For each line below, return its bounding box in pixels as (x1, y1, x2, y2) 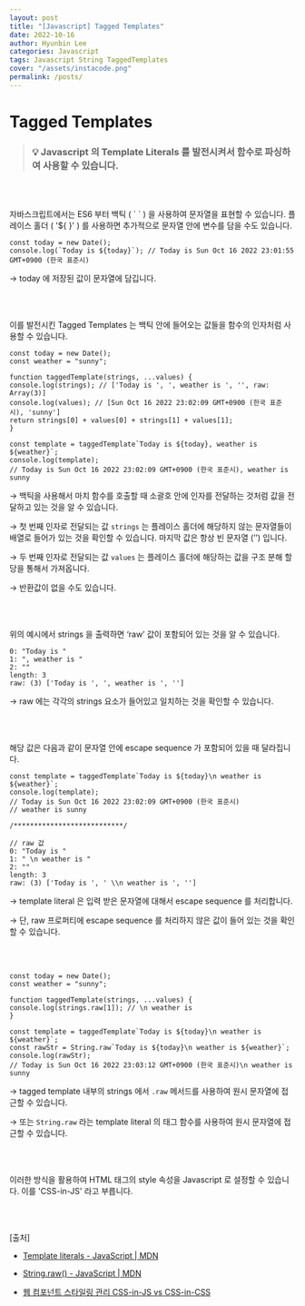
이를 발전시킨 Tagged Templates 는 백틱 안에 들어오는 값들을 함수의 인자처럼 (9, 320, 282, 331)
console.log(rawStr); (9, 1051, 92, 1061)
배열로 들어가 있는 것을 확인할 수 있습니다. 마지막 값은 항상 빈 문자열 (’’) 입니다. (9, 532, 288, 543)
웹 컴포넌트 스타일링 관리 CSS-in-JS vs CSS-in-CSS (22, 1287, 212, 1298)
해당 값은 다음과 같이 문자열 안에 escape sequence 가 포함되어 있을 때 (9, 742, 260, 754)
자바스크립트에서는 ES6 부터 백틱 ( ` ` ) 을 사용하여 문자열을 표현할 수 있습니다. (9, 209, 286, 220)
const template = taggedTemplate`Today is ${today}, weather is (9, 440, 258, 450)
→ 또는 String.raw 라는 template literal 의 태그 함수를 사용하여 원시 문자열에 (9, 1116, 282, 1127)
